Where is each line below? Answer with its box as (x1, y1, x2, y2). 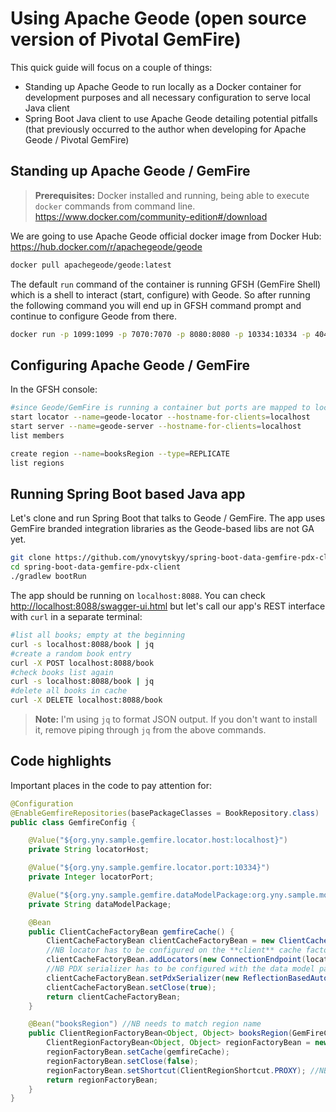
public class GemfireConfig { (10, 817, 137, 827)
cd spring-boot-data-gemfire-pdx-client (10, 562, 182, 572)
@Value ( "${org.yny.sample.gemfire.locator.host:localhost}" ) (28, 835, 288, 846)
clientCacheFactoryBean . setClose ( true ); (46, 982, 217, 992)
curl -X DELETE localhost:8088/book (10, 695, 163, 706)
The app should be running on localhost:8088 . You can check (10, 590, 266, 601)
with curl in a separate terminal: (10, 611, 143, 622)
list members (10, 430, 65, 441)
